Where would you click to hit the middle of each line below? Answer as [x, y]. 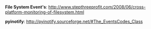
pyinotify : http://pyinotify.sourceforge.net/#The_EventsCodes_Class [74, 22]
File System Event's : [26, 7]
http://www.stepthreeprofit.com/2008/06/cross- [97, 7]
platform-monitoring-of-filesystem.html [45, 12]
